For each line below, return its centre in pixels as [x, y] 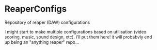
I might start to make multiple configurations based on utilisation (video [75, 32]
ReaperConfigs [36, 9]
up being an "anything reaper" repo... [42, 42]
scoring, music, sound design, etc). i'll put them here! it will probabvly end [78, 37]
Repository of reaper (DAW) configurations [47, 22]
